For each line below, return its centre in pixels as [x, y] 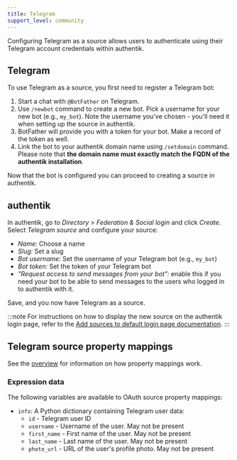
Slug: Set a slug [40, 251]
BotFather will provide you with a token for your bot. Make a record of [119, 131]
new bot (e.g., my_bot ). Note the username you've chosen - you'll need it [123, 116]
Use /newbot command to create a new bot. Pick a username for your [118, 109]
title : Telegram [31, 14]
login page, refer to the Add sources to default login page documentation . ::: [118, 324]
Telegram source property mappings [90, 346]
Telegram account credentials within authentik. [76, 48]
